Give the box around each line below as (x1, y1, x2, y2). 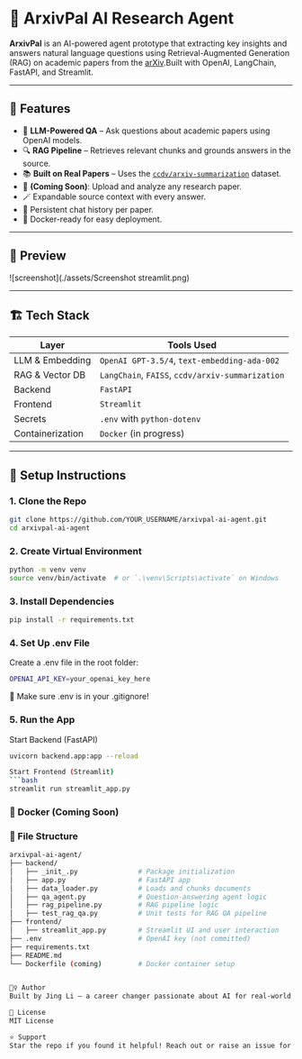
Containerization (13, 427, 84, 440)
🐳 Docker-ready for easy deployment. (22, 214, 163, 224)
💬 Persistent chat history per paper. (22, 204, 155, 215)
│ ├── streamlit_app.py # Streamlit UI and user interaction (9, 926, 280, 936)
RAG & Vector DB (13, 369, 86, 381)
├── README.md (9, 951, 63, 960)
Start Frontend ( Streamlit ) (9, 768, 115, 777)
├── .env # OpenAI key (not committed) (9, 934, 252, 943)
